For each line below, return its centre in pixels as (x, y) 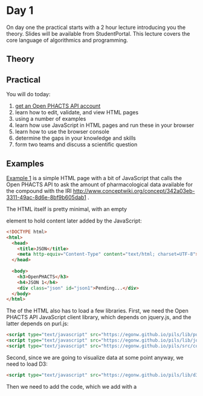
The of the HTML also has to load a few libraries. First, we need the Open (97, 311)
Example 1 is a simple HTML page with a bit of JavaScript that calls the (94, 178)
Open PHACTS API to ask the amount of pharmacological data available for (100, 184)
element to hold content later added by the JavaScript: (74, 221)
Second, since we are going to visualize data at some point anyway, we (95, 357)
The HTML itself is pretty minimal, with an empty (67, 209)
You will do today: (28, 94)
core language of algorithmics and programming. (67, 40)
